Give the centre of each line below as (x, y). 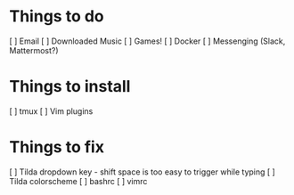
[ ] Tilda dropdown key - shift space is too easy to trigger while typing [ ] (143, 172)
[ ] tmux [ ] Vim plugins (51, 111)
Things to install (70, 87)
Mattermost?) (34, 50)
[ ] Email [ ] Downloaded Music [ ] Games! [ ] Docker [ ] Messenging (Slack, (147, 41)
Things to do (57, 16)
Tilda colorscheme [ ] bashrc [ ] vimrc (78, 181)
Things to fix (57, 147)
